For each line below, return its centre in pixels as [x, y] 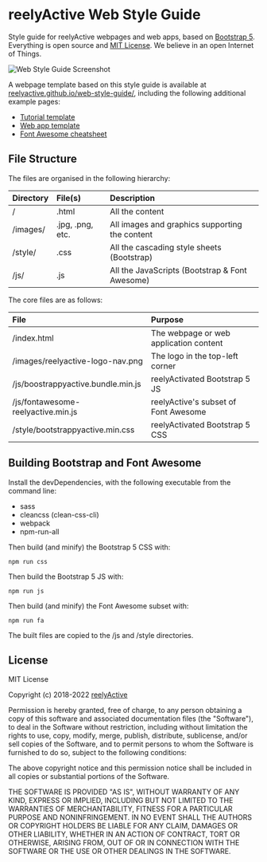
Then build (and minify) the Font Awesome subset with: [99, 606]
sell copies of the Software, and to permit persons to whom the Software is [131, 744]
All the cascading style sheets [166, 247]
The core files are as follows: [56, 300]
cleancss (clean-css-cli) [59, 514]
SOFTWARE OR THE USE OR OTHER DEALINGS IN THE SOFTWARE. [120, 852]
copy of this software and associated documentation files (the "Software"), [131, 718]
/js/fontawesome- [46, 402]
